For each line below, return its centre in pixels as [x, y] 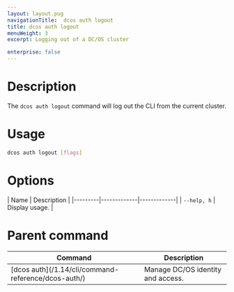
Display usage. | [30, 207]
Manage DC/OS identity [182, 269]
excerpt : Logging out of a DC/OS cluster [68, 40]
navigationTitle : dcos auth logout [60, 20]
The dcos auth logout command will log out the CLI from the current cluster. [117, 106]
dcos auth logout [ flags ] [45, 153]
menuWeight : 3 [28, 33]
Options [31, 180]
